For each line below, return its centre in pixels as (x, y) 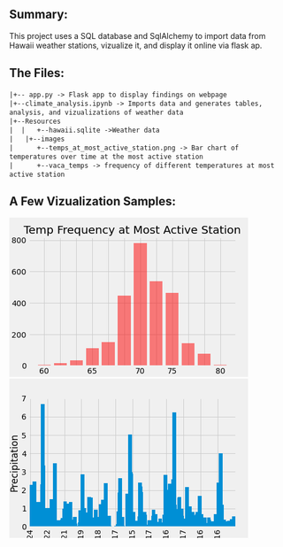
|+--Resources (35, 121)
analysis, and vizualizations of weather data (96, 112)
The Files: (37, 73)
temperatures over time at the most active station (106, 157)
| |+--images (37, 139)
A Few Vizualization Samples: (93, 201)
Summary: (38, 15)
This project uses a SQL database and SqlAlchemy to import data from (138, 35)
